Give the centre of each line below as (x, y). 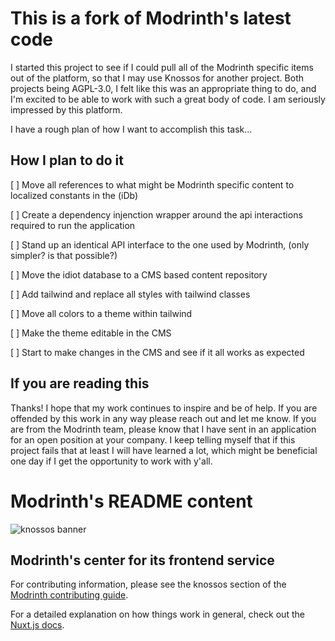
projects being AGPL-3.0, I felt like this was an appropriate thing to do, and (163, 88)
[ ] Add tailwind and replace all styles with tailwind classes (130, 294)
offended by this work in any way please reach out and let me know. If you (163, 418)
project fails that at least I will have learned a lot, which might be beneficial (164, 450)
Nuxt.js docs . (37, 625)
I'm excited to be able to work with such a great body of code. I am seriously (168, 99)
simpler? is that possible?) (64, 255)
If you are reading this (80, 383)
